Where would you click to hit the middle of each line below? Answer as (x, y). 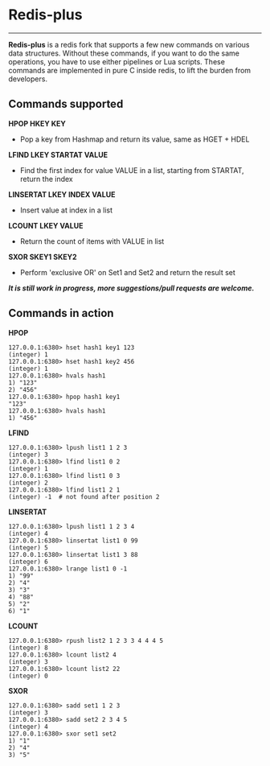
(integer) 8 (28, 648)
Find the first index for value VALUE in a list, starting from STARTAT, (132, 170)
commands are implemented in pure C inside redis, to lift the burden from (130, 70)
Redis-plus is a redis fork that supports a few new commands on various (129, 44)
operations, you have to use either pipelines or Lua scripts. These (117, 61)
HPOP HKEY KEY (37, 123)
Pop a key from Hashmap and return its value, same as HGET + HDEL (135, 139)
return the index (47, 179)
